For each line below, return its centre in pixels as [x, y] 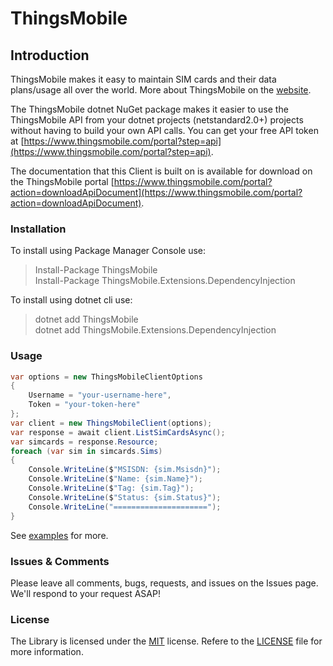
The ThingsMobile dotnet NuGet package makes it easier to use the [149, 109]
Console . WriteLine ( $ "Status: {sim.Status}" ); [125, 497]
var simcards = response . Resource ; [84, 442]
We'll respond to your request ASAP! [85, 593]
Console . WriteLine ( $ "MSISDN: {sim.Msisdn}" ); [125, 470]
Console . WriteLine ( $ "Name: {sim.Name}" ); [115, 479]
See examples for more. [59, 535]
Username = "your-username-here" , [100, 395]
